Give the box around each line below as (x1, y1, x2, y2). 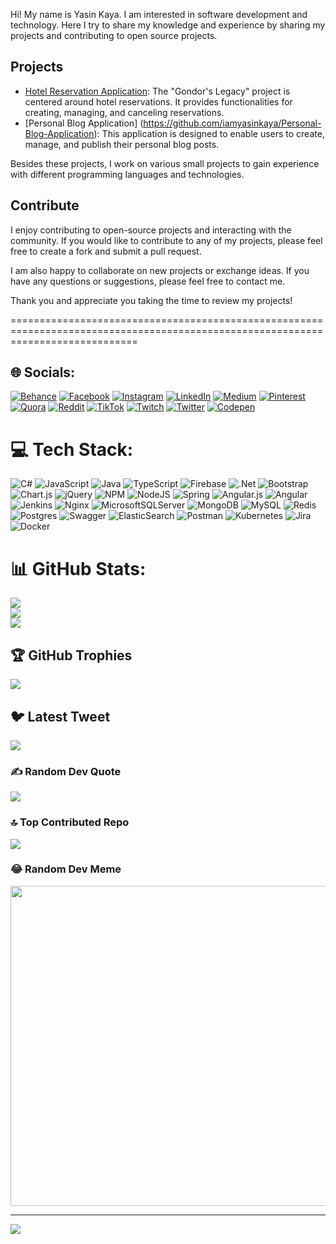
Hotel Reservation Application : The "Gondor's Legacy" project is (24, 85, 291, 97)
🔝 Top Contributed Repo (10, 815, 130, 829)
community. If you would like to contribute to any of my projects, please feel (10, 234, 323, 246)
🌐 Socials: (10, 364, 76, 381)
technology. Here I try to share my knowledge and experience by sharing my (10, 19, 326, 31)
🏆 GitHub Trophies (10, 647, 133, 664)
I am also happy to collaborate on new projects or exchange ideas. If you (10, 264, 310, 276)
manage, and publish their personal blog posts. (24, 138, 220, 150)
